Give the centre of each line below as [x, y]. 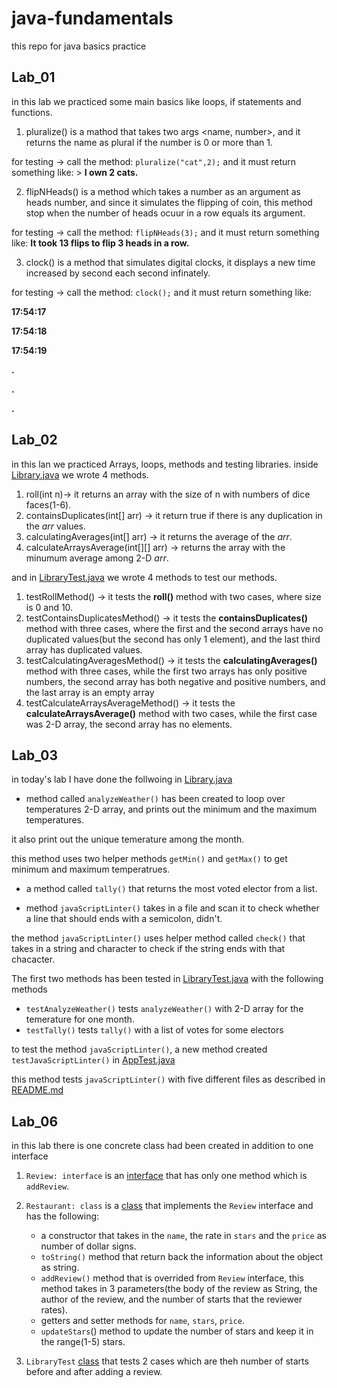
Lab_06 [35, 1121]
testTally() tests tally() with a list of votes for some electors [154, 1030]
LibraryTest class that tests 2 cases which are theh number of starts [167, 1361]
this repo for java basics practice [79, 46]
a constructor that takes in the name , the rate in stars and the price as [183, 1236]
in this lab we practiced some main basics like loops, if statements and [156, 101]
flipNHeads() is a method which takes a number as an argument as [163, 191]
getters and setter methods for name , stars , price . [142, 1321]
